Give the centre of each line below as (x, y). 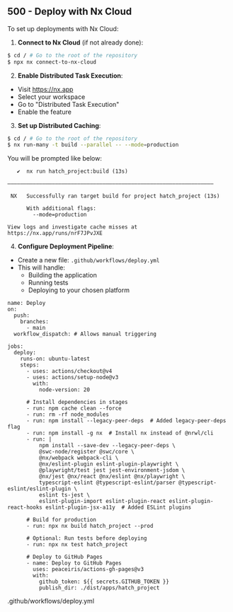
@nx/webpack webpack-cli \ (79, 458)
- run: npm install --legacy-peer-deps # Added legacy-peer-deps (126, 421)
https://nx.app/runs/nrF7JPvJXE (55, 233)
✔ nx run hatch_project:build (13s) (73, 172)
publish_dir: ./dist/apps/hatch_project (99, 588)
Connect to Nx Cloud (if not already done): (80, 42)
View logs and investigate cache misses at (73, 227)
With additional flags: (61, 209)
